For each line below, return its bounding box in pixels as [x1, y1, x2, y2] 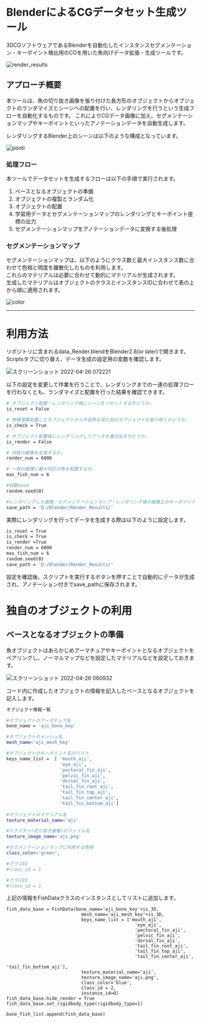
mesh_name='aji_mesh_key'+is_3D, [81, 911, 165, 918]
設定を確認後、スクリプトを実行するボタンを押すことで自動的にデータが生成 [6, 573, 195, 580]
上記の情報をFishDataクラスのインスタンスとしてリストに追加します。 [6, 895, 179, 902]
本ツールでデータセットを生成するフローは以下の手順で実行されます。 [6, 175, 179, 182]
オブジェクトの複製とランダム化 [14, 196, 94, 203]
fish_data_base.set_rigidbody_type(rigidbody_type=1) [6, 1001, 144, 1007]
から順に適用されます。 [6, 286, 64, 294]
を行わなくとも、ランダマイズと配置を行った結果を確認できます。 [6, 388, 168, 396]
